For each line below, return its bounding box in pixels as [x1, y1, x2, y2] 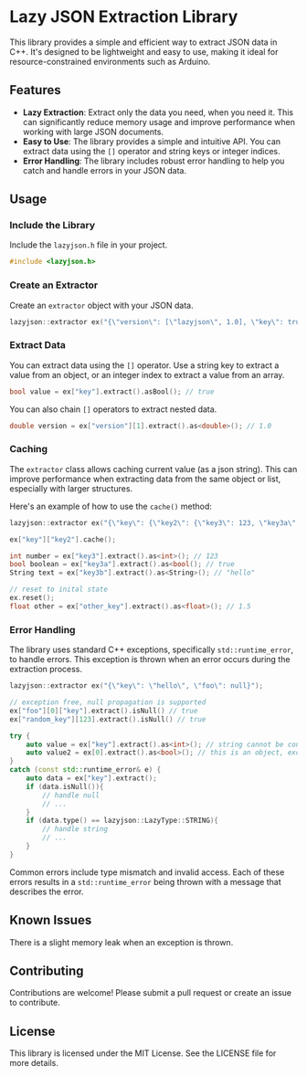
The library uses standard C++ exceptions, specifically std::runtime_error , [9, 644, 294, 655]
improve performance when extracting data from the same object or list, [9, 473, 281, 484]
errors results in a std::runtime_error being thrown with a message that [9, 876, 281, 887]
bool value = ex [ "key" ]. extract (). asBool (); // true [9, 386, 215, 396]
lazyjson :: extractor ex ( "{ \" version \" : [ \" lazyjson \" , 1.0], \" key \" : [9, 317, 284, 326]
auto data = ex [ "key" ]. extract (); [26, 774, 157, 783]
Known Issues [9, 912, 92, 928]
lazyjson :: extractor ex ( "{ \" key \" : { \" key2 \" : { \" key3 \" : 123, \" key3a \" [9, 518, 297, 527]
